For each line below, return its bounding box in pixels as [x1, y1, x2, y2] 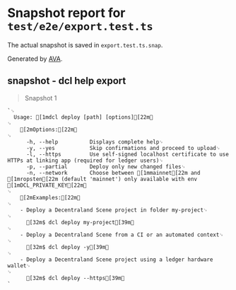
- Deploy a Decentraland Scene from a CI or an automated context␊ [20, 231, 224, 238]
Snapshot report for [7, 5, 126, 21]
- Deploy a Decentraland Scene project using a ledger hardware [20, 256, 213, 263]
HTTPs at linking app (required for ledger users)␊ [7, 157, 164, 164]
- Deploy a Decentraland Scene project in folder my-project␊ [20, 207, 208, 214]
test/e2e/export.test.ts [7, 20, 153, 33]
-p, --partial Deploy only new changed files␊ [25, 163, 186, 170]
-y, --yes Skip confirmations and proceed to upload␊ [25, 144, 220, 151]
